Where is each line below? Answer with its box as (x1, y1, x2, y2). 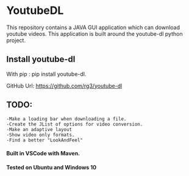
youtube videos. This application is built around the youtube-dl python (6, 30, 183, 37)
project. (6, 36, 26, 44)
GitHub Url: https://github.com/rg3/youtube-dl (6, 82, 123, 89)
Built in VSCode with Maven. (6, 150, 80, 157)
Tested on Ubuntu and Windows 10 (6, 163, 96, 171)
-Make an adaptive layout (6, 126, 72, 132)
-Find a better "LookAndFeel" (6, 137, 84, 143)
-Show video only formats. (6, 132, 75, 138)
